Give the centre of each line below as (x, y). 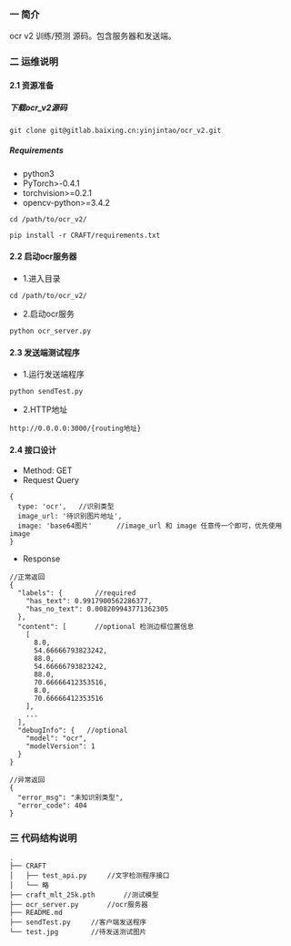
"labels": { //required (77, 593)
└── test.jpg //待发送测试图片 (78, 931)
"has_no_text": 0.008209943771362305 (97, 609)
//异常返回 (27, 780)
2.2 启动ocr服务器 (43, 256)
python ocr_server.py (50, 331)
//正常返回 (27, 577)
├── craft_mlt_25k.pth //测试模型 (84, 895)
